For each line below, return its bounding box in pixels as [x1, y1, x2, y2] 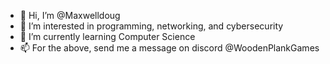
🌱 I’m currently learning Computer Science [19, 31, 196, 42]
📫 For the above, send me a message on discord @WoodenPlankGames [19, 42, 320, 54]
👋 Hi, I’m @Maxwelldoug [19, 10, 121, 21]
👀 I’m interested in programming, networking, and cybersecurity [19, 20, 284, 32]
